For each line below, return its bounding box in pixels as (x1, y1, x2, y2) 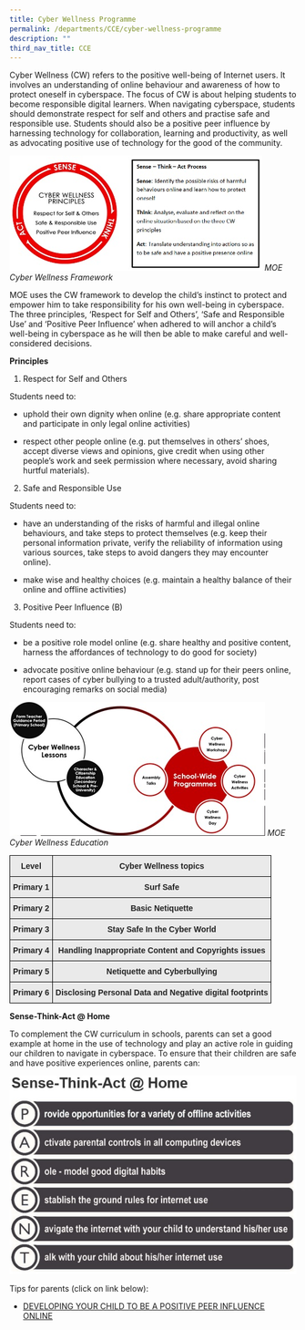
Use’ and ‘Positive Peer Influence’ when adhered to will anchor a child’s (9, 319, 277, 330)
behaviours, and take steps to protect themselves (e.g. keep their (22, 528, 268, 539)
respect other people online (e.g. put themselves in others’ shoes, (22, 436, 270, 447)
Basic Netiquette (130, 903, 194, 913)
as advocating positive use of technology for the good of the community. (9, 138, 283, 149)
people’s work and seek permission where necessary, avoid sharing (22, 456, 278, 467)
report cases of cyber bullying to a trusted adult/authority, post (22, 675, 259, 686)
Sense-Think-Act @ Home (9, 1011, 111, 1022)
